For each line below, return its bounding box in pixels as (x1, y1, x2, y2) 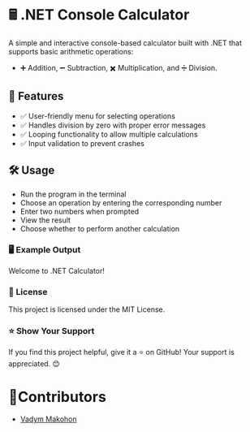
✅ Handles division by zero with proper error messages (19, 120, 206, 130)
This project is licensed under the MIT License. (8, 305, 166, 314)
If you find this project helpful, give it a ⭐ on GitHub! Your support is (8, 348, 235, 357)
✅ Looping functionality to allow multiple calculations (19, 129, 198, 139)
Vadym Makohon (19, 414, 77, 424)
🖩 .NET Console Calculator (8, 6, 190, 24)
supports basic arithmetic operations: (8, 46, 134, 56)
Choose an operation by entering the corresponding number (19, 197, 222, 207)
